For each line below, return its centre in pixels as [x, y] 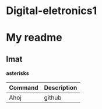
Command [24, 88]
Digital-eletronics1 [52, 11]
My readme [34, 38]
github [53, 98]
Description [61, 88]
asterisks [17, 73]
